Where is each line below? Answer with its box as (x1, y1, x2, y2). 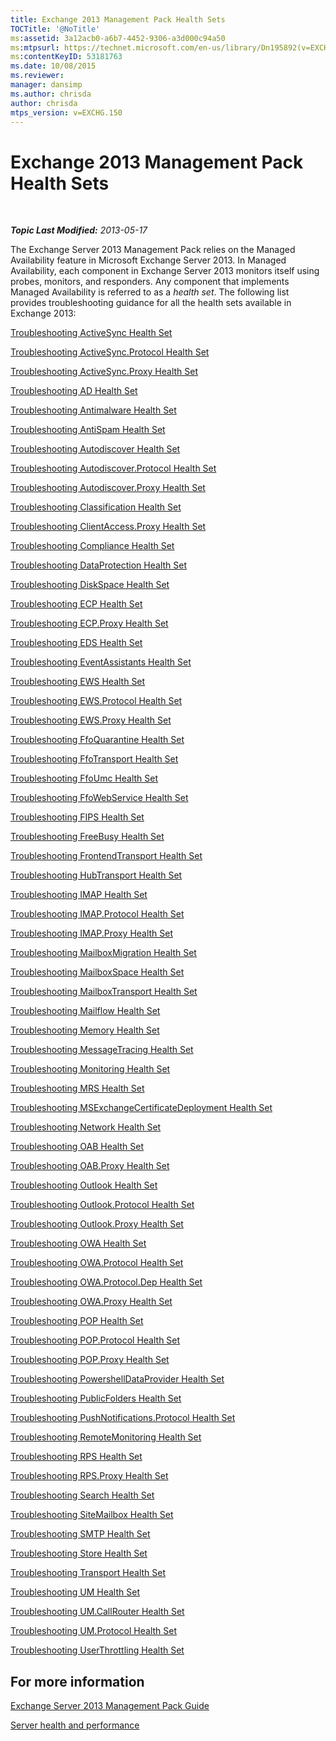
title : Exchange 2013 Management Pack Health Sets (10, 14, 226, 25)
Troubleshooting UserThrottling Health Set (10, 1644, 185, 1656)
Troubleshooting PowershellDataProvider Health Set (10, 1373, 225, 1385)
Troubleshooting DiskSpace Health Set (10, 579, 170, 591)
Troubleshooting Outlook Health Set (10, 1179, 158, 1191)
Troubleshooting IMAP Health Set (10, 889, 148, 901)
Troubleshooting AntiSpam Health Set (10, 424, 166, 436)
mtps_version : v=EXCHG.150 (10, 107, 123, 118)
